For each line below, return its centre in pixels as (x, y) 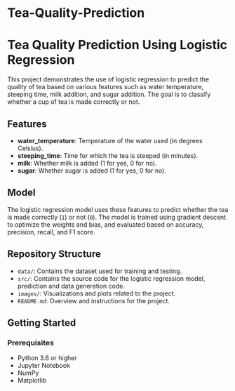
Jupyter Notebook (43, 366)
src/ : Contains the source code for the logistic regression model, (111, 278)
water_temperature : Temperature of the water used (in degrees (110, 140)
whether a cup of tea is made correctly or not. (74, 102)
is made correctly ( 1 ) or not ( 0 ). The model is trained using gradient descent (117, 217)
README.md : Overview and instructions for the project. (94, 300)
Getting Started (42, 323)
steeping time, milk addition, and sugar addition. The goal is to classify (109, 94)
